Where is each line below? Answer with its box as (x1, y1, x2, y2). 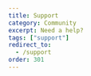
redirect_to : (8, 41, 52, 49)
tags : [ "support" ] (8, 33, 69, 42)
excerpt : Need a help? (8, 26, 84, 34)
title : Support (8, 11, 59, 20)
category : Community (8, 19, 77, 27)
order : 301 (8, 56, 45, 64)
